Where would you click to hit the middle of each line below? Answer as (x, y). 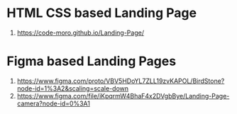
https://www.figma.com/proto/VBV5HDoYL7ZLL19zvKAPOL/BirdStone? (121, 81)
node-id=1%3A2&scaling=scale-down (73, 88)
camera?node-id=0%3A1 (53, 103)
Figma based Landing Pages (92, 61)
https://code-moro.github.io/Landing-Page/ (81, 33)
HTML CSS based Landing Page (101, 13)
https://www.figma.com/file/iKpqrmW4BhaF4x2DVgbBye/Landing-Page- (123, 96)
